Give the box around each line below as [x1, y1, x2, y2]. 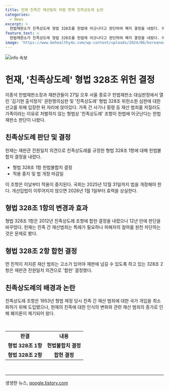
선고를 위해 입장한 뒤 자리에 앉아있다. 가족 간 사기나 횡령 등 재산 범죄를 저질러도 [5, 104, 161, 110]
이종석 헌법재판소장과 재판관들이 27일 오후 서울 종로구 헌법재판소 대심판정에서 [5, 92, 158, 98]
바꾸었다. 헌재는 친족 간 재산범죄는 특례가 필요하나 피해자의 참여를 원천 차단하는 [5, 224, 161, 230]
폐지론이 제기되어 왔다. [10, 310, 55, 316]
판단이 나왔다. [18, 117, 46, 123]
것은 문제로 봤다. [5, 230, 38, 237]
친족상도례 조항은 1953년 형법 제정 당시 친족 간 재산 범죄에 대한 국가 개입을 [5, 297, 152, 303]
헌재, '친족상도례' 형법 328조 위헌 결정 [5, 74, 155, 86]
